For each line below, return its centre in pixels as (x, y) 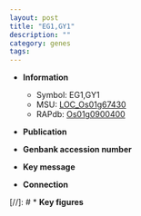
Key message (49, 167)
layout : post (34, 18)
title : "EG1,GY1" (42, 26)
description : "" (40, 34)
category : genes (40, 43)
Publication (45, 132)
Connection (45, 185)
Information (45, 77)
